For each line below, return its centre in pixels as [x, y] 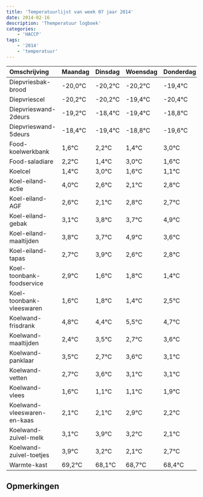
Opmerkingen [33, 486]
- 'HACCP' [30, 35]
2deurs [20, 117]
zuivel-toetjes [29, 455]
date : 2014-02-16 [28, 18]
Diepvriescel [27, 99]
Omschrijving [29, 71]
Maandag [75, 71]
